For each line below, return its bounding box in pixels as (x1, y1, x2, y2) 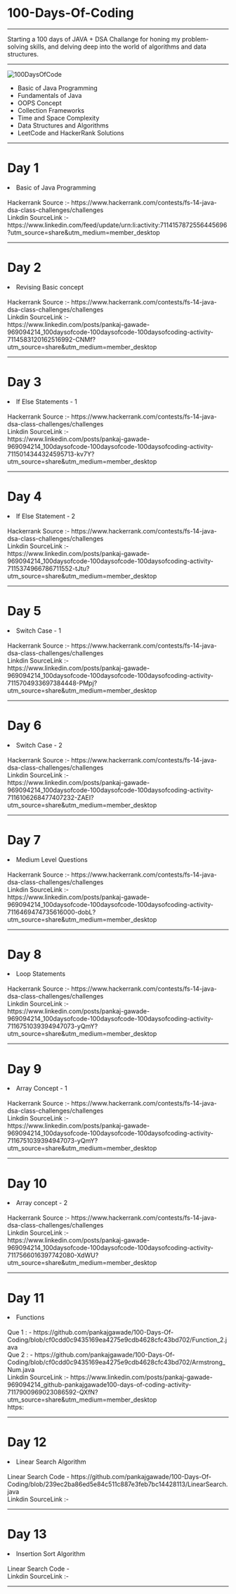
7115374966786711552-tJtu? (7, 564, 90, 572)
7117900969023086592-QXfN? (7, 1388, 98, 1397)
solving (7, 42, 29, 51)
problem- (181, 35, 209, 43)
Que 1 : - (7, 1328, 32, 1337)
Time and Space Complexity (17, 113, 100, 122)
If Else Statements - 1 (16, 397, 77, 406)
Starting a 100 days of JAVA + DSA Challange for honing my (7, 35, 181, 43)
